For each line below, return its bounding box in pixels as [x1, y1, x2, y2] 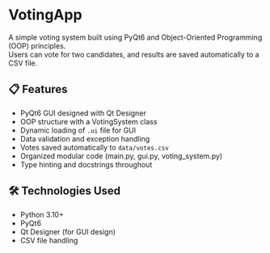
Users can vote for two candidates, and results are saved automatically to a [8, 49, 260, 59]
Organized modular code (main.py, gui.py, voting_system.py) [19, 151, 223, 161]
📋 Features [8, 82, 68, 96]
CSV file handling [19, 235, 78, 245]
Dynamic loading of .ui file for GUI [19, 125, 137, 135]
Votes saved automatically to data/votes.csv [19, 142, 170, 152]
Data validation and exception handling [19, 133, 150, 143]
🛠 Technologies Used [8, 184, 121, 198]
